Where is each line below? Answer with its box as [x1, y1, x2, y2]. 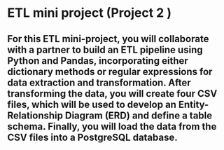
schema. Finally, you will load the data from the [7, 121, 217, 132]
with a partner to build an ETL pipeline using [7, 43, 203, 55]
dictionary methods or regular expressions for [7, 65, 213, 78]
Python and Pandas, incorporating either [7, 55, 189, 67]
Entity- [178, 98, 209, 110]
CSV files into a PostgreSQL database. [7, 131, 178, 143]
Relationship [7, 109, 64, 121]
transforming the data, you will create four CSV [7, 88, 218, 100]
